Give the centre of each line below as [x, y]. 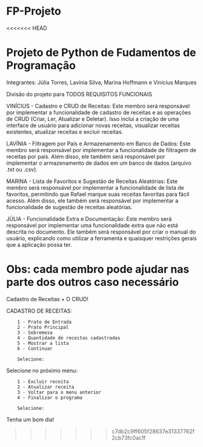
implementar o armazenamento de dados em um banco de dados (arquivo [99, 163]
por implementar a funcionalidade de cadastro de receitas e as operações [98, 112]
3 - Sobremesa [35, 333]
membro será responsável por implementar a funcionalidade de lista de [95, 187]
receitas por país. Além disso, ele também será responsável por [86, 156]
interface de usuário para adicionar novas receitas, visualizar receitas [93, 125]
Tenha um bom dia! [30, 419]
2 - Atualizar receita [46, 387]
